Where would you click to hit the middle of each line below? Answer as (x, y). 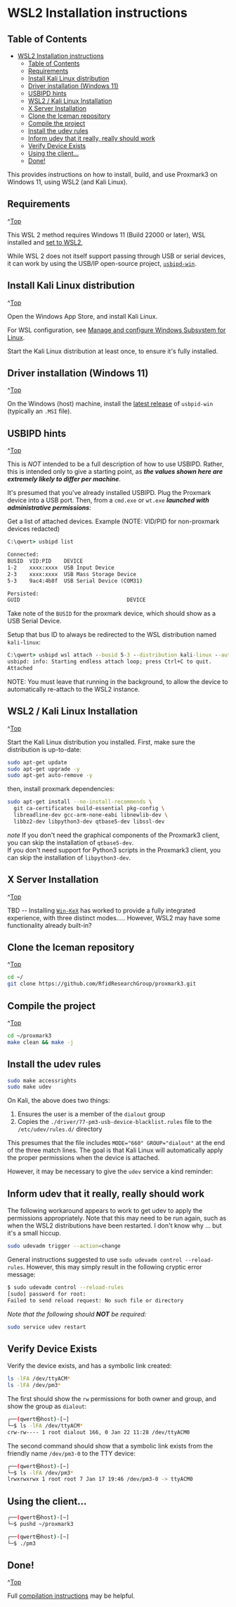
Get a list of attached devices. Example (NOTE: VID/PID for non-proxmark (113, 521)
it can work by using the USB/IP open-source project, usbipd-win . (102, 263)
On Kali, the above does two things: (59, 1101)
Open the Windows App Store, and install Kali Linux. (83, 316)
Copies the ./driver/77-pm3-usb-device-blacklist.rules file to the (114, 1122)
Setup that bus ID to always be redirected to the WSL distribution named (112, 635)
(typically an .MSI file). (40, 411)
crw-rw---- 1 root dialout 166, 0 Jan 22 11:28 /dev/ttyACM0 (99, 1432)
